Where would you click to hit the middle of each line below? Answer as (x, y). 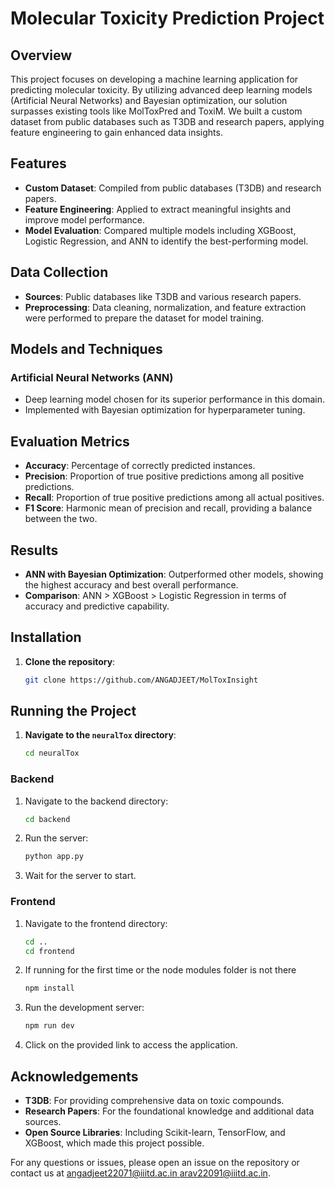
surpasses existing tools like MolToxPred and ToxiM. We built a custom (156, 111)
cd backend (47, 819)
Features (38, 163)
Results (34, 550)
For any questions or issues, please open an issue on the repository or (155, 1162)
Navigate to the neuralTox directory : (100, 735)
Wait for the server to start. (80, 876)
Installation (46, 637)
